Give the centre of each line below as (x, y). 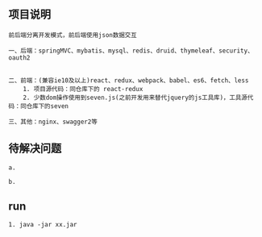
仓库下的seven (48, 106)
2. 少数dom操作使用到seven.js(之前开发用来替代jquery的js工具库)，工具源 (135, 98)
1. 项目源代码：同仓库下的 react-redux (83, 89)
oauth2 (19, 58)
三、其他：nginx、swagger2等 (53, 122)
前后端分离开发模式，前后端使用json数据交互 (73, 35)
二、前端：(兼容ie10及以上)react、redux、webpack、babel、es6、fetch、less (129, 80)
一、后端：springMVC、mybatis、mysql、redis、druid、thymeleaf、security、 (131, 51)
